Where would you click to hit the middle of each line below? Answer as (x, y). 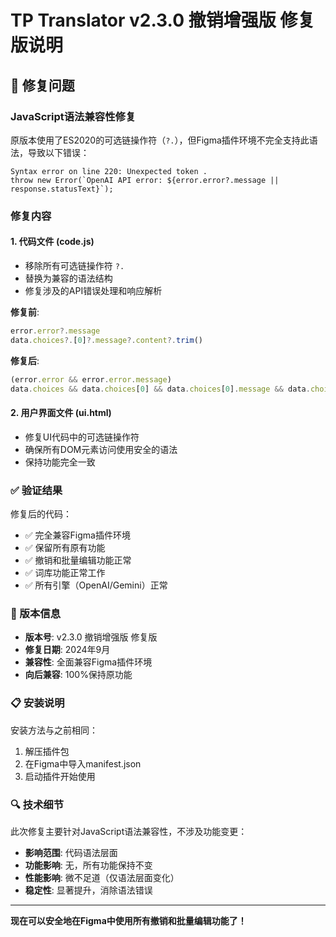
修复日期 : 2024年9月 (67, 650)
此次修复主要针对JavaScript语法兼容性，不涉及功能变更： (129, 831)
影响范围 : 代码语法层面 (71, 852)
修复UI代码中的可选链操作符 (82, 437)
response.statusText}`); (62, 189)
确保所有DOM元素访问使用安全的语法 (101, 449)
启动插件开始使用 (60, 776)
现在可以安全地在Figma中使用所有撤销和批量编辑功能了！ (128, 920)
